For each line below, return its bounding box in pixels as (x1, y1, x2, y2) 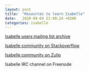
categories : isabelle (5, 20, 49, 25)
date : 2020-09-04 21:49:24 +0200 (5, 16, 76, 21)
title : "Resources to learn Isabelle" (5, 12, 85, 16)
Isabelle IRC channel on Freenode (5, 61, 72, 67)
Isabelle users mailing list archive (5, 34, 71, 39)
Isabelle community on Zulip (5, 52, 61, 58)
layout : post (5, 7, 31, 12)
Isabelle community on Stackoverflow (5, 43, 80, 48)
